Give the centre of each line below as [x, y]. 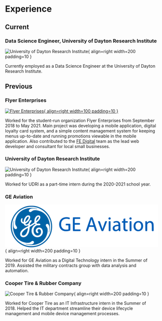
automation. [17, 270]
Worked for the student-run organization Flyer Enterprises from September [80, 120]
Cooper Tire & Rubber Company [43, 283]
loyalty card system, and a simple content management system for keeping [80, 131]
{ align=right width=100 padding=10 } [81, 111]
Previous [19, 86]
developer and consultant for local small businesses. [57, 146]
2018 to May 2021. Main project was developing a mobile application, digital [81, 126]
